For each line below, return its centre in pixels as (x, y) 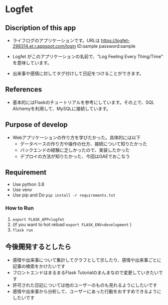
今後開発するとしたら (38, 247)
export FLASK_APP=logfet (38, 220)
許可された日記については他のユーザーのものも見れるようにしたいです (85, 285)
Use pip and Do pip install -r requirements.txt (64, 195)
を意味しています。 (32, 63)
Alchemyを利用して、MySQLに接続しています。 (62, 109)
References (24, 90)
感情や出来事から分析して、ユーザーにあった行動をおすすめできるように (87, 291)
